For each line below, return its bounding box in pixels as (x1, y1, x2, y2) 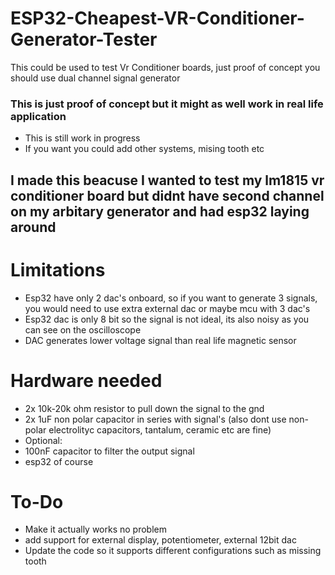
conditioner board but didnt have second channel (10, 187, 325, 204)
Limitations (10, 258, 106, 281)
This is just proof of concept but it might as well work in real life (10, 97, 324, 111)
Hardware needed (10, 369, 163, 392)
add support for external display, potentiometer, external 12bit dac (24, 534, 297, 546)
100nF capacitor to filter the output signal (24, 445, 195, 457)
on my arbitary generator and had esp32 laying (10, 203, 310, 220)
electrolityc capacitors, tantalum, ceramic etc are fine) (48, 423, 272, 436)
